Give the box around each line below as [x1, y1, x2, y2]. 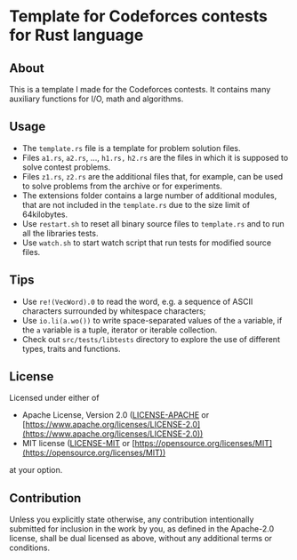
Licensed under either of [9, 393, 100, 404]
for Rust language [9, 25, 144, 45]
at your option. [9, 465, 63, 476]
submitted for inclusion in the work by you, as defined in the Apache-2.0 [9, 524, 274, 534]
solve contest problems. [21, 162, 111, 172]
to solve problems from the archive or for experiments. [21, 180, 222, 191]
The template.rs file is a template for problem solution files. [21, 142, 242, 153]
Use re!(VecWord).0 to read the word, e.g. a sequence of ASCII [21, 296, 253, 307]
